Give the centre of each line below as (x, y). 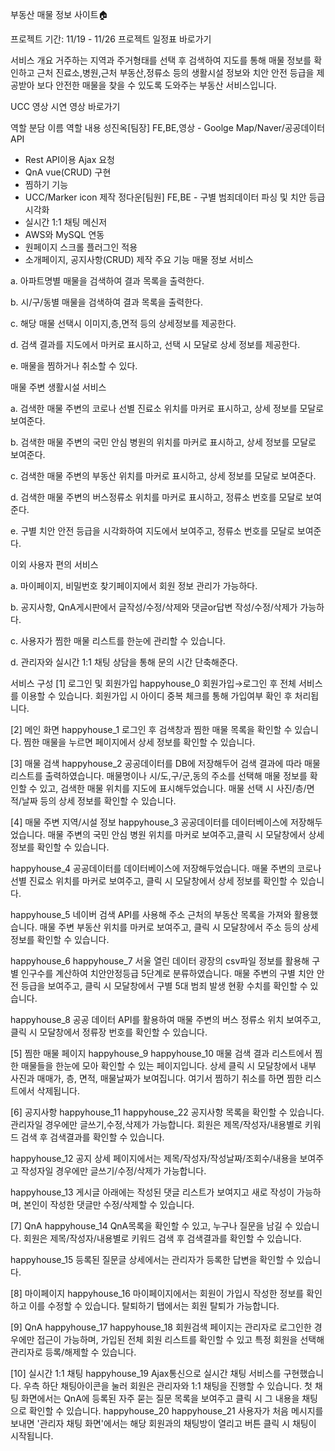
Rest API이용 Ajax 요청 (69, 159)
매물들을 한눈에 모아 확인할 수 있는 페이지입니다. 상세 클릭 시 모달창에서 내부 (168, 1066)
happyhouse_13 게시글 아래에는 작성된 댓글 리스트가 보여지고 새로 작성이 (152, 1192)
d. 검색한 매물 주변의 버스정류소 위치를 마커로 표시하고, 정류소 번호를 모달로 (157, 497)
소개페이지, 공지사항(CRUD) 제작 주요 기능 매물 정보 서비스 (139, 259)
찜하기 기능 (46, 184)
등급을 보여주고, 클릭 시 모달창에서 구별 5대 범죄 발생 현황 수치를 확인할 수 (164, 986)
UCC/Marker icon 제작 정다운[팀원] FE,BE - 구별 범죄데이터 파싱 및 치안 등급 (175, 197)
